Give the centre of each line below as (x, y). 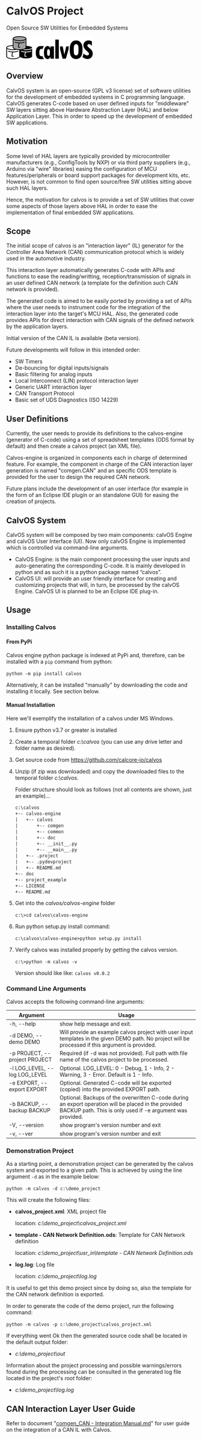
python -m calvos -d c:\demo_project (54, 1189)
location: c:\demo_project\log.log (56, 1277)
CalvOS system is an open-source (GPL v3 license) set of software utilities (99, 90)
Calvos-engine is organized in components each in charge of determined (97, 458)
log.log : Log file (35, 1264)
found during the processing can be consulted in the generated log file (94, 1372)
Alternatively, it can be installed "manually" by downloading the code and (97, 685)
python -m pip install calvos (44, 673)
